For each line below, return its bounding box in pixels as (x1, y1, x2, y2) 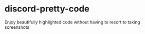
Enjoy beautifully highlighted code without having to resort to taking (4, 19, 141, 25)
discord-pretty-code (4, 3, 90, 14)
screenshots (4, 24, 30, 30)
